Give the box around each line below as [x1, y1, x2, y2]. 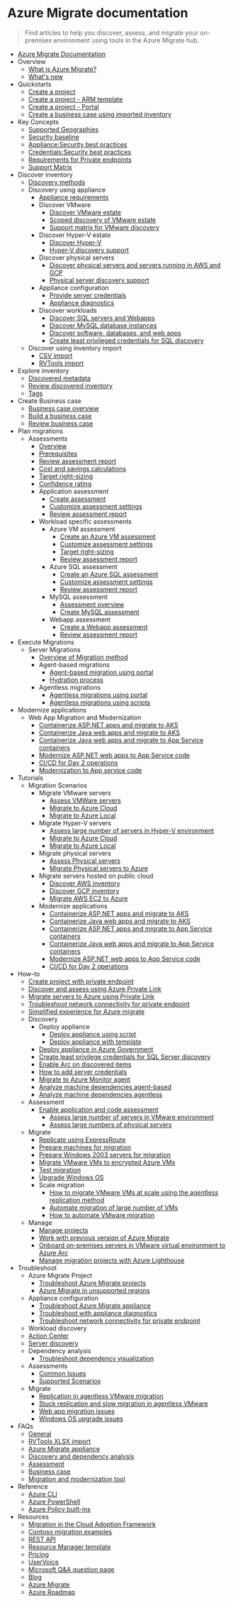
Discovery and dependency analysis [28, 1452, 135, 1460]
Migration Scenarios [28, 781, 87, 789]
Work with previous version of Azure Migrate [38, 1233, 170, 1242]
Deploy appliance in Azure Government [38, 1045, 154, 1053]
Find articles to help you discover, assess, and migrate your [24, 28, 198, 37]
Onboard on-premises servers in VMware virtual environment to [38, 1240, 226, 1250]
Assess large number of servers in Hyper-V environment [49, 826, 215, 834]
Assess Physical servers [49, 856, 120, 865]
